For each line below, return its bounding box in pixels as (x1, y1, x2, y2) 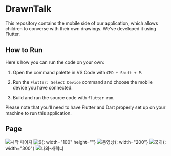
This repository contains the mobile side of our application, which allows (5, 20, 158, 26)
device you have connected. (12, 84, 73, 91)
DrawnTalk (5, 3, 52, 15)
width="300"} (5, 145, 35, 151)
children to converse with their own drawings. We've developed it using (5, 25, 156, 31)
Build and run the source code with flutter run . (12, 94, 115, 100)
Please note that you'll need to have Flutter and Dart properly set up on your (5, 104, 166, 110)
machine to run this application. (5, 109, 72, 116)
